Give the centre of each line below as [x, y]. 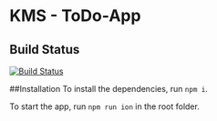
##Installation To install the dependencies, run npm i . [108, 89]
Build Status [45, 50]
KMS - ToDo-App [75, 16]
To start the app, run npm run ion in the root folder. [105, 106]
